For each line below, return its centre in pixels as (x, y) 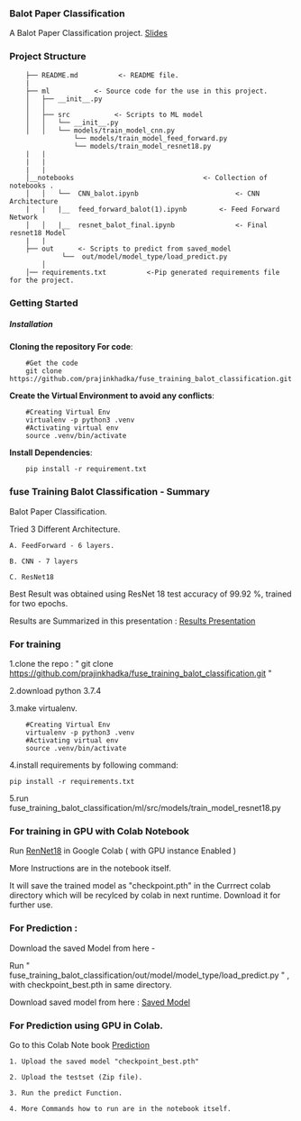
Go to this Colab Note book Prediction (80, 1044)
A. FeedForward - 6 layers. (62, 545)
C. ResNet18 (32, 577)
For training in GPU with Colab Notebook (99, 831)
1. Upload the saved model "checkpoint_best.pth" (105, 1062)
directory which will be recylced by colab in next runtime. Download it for (145, 896)
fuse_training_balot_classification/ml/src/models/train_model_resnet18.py (145, 808)
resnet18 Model (38, 232)
